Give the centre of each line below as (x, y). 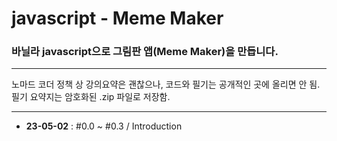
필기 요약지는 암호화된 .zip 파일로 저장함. (91, 97)
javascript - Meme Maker (117, 18)
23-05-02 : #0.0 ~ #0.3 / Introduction (104, 126)
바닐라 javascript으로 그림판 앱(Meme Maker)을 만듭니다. (145, 52)
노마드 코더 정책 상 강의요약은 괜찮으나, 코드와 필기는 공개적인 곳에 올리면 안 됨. (166, 84)
